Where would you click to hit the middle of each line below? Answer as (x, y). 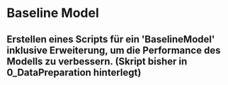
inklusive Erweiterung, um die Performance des (114, 50)
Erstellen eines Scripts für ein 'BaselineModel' (111, 39)
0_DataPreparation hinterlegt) (74, 72)
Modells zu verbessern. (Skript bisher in (97, 61)
